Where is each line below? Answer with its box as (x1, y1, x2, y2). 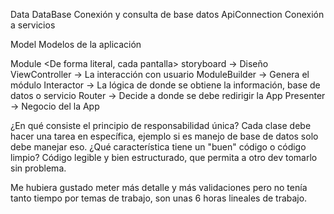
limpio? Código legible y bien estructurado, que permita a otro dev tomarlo (10, 152, 318, 163)
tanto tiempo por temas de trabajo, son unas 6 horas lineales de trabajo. (10, 192, 308, 204)
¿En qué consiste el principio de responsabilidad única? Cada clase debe (10, 120, 312, 131)
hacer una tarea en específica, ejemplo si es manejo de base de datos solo (10, 130, 319, 142)
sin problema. (10, 162, 67, 174)
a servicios (10, 19, 56, 31)
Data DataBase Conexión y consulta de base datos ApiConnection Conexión (10, 9, 325, 20)
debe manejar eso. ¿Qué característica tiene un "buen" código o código (10, 141, 307, 153)
